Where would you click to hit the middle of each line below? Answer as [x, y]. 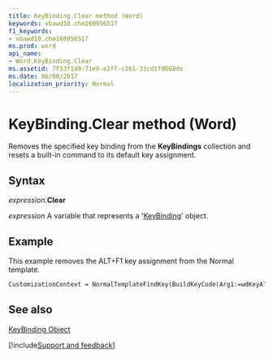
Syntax [27, 181]
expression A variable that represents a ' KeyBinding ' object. [108, 216]
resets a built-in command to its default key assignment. [102, 155]
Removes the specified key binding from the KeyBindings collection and [130, 146]
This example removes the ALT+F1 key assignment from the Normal [121, 261]
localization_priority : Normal [61, 84]
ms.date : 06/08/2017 [43, 76]
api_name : [25, 54]
